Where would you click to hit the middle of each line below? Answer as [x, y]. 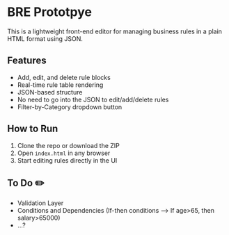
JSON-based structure [50, 92]
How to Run [33, 129]
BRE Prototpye [50, 12]
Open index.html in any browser [64, 153]
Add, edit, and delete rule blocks [64, 77]
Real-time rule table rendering [60, 85]
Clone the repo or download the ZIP [69, 145]
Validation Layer [40, 203]
